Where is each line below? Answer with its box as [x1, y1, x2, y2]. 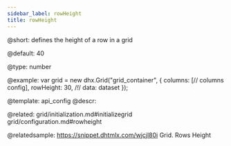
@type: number [7, 62, 52, 71]
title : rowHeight [7, 17, 57, 24]
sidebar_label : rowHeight [7, 10, 82, 17]
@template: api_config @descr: [7, 96, 97, 104]
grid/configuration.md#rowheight [7, 117, 102, 125]
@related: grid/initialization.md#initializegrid [7, 110, 133, 118]
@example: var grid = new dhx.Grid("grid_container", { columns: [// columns [7, 75, 224, 84]
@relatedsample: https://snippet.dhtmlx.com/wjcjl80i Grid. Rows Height [7, 131, 212, 139]
